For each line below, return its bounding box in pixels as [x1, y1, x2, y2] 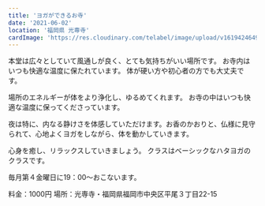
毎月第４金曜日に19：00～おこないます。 [8, 173, 141, 182]
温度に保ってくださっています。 [21, 103, 125, 112]
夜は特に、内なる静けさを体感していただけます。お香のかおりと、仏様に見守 [8, 119, 256, 129]
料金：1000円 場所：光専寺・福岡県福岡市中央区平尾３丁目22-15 [8, 189, 218, 199]
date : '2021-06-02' [8, 19, 73, 27]
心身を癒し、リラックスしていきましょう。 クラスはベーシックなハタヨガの [8, 146, 251, 155]
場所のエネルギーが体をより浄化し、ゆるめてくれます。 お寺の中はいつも [8, 92, 244, 103]
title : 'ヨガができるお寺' [8, 11, 88, 20]
